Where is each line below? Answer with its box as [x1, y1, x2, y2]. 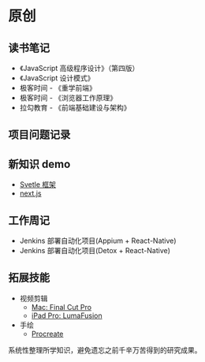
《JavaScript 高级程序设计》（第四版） [19, 64, 140, 73]
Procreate [31, 329, 64, 338]
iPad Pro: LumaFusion [31, 311, 102, 320]
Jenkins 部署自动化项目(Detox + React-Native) [19, 246, 171, 256]
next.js [19, 188, 42, 198]
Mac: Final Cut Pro [31, 302, 92, 312]
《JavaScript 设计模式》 [19, 73, 95, 83]
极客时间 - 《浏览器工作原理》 [19, 93, 117, 103]
